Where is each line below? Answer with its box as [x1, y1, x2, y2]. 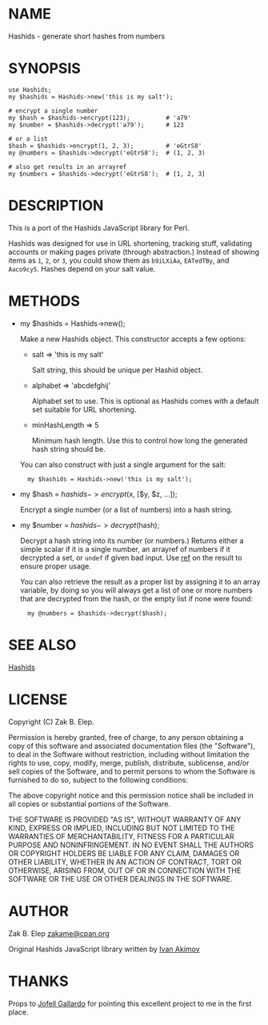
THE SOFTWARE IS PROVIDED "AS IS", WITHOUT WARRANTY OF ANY [8, 814, 242, 824]
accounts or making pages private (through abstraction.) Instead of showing [8, 247, 260, 256]
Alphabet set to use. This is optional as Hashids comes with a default [31, 396, 259, 405]
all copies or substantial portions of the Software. [8, 798, 170, 809]
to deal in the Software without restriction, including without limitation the [8, 750, 250, 759]
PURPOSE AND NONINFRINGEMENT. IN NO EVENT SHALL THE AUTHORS [8, 840, 254, 850]
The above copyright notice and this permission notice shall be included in [8, 790, 254, 800]
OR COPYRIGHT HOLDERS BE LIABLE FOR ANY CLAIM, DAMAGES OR [8, 848, 240, 858]
